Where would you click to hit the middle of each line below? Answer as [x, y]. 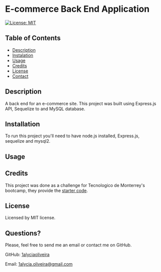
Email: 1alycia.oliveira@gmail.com [39, 264]
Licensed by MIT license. [30, 218]
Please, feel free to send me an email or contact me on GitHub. [69, 245]
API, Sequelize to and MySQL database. [45, 109]
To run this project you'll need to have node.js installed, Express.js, [72, 136]
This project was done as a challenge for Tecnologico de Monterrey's [75, 185]
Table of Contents [33, 38]
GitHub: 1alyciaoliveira [27, 255]
